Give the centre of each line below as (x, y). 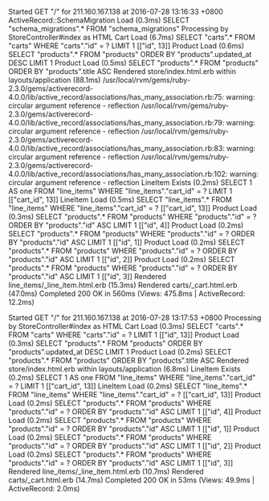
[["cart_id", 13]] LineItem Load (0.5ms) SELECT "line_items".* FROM (120, 199)
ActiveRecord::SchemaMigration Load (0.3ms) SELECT (99, 20)
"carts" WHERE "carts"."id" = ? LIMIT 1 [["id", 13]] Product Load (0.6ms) (126, 46)
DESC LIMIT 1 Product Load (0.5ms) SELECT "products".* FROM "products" (134, 63)
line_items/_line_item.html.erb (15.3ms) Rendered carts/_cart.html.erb (123, 285)
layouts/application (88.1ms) (55, 80)
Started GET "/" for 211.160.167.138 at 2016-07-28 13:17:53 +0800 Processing (135, 318)
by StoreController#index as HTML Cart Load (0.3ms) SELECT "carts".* (126, 326)
